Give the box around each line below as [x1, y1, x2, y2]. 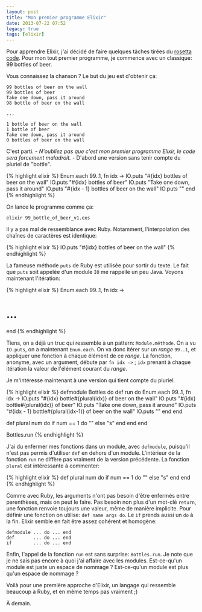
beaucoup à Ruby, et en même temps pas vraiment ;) [6, 588, 138, 596]
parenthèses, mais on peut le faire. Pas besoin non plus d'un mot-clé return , [6, 498, 197, 506]
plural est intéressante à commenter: [6, 462, 99, 469]
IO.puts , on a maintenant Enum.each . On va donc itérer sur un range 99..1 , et [6, 346, 196, 353]
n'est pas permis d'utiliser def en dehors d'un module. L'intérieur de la [6, 449, 181, 457]
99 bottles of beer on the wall [6, 84, 87, 91]
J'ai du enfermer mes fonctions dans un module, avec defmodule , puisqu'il [6, 443, 190, 451]
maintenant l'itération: [6, 275, 60, 282]
